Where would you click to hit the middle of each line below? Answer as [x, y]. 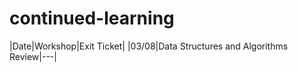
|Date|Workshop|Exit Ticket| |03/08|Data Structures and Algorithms [149, 46]
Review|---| [33, 56]
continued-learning [92, 18]
